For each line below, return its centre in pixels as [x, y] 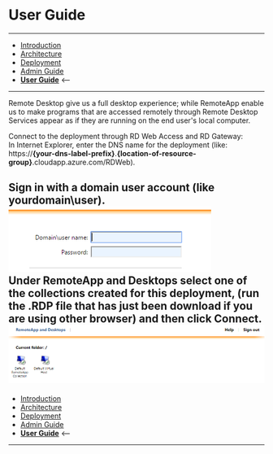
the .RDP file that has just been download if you [131, 306]
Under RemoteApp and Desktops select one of [128, 281]
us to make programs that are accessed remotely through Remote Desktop [133, 111]
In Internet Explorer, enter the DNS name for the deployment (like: [118, 145]
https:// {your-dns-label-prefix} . [63, 153]
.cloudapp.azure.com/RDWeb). [84, 162]
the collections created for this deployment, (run [134, 293]
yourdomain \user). [57, 201]
